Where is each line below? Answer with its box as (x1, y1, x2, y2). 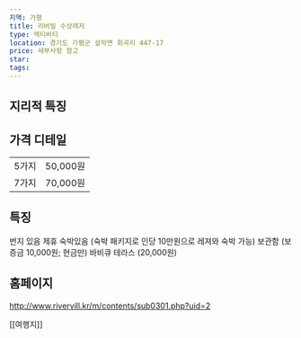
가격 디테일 (9, 132, 67, 147)
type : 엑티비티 (9, 30, 58, 39)
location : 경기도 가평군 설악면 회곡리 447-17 (9, 38, 164, 48)
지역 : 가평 (9, 13, 43, 22)
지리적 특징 (9, 99, 67, 114)
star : (9, 55, 30, 64)
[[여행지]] (9, 318, 43, 329)
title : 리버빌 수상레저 (9, 22, 85, 31)
